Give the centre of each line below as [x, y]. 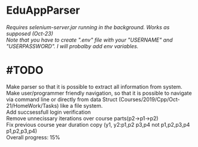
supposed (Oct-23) [30, 33]
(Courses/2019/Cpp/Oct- [149, 99]
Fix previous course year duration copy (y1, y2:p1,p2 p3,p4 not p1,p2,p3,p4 [98, 124]
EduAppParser [43, 10]
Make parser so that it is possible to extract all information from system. [95, 86]
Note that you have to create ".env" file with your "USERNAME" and [89, 40]
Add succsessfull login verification [49, 112]
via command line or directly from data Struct [62, 99]
